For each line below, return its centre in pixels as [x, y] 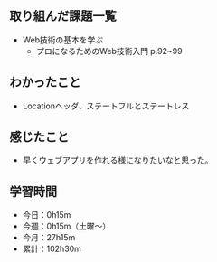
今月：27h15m [49, 238]
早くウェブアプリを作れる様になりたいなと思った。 [118, 160]
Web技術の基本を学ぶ [63, 40]
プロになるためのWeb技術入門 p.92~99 [109, 51]
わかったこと [45, 83]
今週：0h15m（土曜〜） [66, 226]
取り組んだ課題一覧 [63, 16]
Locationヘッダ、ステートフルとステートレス [106, 106]
